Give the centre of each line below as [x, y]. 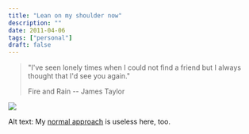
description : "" [35, 23]
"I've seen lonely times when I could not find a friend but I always [134, 67]
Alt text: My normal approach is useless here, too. [90, 122]
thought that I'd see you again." [79, 76]
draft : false [30, 45]
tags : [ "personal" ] [40, 38]
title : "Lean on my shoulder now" [65, 15]
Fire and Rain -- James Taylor [76, 91]
